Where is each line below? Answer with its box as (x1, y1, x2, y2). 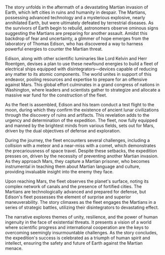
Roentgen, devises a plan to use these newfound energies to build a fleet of (5, 61, 159, 66)
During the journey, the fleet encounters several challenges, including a (5, 137, 150, 143)
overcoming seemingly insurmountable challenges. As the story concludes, (5, 230, 158, 235)
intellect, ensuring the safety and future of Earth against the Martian (5, 240, 143, 246)
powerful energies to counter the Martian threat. (5, 46, 103, 52)
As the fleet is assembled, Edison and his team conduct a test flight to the (5, 102, 155, 107)
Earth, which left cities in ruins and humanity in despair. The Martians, (5, 9, 147, 15)
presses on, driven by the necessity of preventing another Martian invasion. (5, 153, 159, 159)
